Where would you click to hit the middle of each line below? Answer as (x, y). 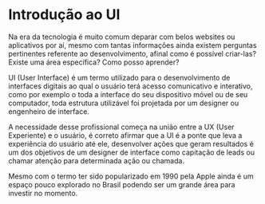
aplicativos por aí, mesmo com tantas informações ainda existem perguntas (132, 45)
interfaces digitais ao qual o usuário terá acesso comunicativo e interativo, (131, 86)
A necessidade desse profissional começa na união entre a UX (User (121, 127)
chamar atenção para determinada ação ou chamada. (97, 160)
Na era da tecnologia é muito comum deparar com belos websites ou (122, 37)
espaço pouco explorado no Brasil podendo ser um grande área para (122, 184)
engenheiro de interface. (49, 111)
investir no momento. (43, 193)
